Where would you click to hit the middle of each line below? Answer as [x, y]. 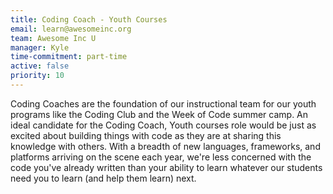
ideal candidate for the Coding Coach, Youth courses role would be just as [163, 125]
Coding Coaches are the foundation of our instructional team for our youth [163, 103]
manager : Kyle [40, 47]
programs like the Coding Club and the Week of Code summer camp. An [159, 114]
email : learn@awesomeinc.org [71, 29]
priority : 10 [37, 76]
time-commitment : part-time [69, 57]
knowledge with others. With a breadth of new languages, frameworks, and [165, 146]
